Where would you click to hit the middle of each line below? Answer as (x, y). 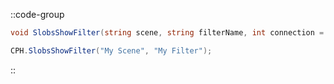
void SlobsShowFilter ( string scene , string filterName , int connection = (167, 33)
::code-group (37, 14)
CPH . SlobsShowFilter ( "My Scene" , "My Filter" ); (111, 50)
